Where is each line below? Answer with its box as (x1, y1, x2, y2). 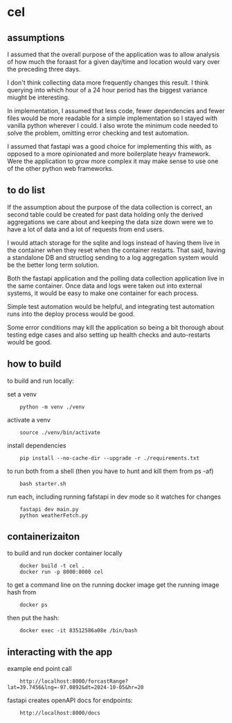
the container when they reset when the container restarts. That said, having (7, 246, 226, 254)
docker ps (19, 601, 48, 608)
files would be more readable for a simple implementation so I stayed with (7, 114, 218, 122)
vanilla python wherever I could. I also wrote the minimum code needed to (7, 122, 218, 129)
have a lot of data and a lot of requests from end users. (7, 225, 165, 233)
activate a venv (7, 415, 51, 424)
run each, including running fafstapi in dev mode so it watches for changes (7, 492, 222, 501)
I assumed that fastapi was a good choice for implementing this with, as (7, 142, 213, 150)
